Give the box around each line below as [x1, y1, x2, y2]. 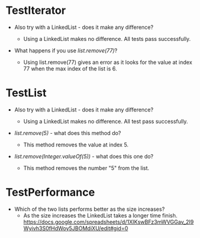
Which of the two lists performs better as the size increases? [14, 205, 165, 213]
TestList [5, 86, 47, 100]
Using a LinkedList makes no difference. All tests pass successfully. [23, 35, 191, 42]
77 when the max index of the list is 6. [23, 64, 118, 72]
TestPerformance [5, 186, 95, 199]
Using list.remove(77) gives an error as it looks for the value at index [23, 58, 193, 66]
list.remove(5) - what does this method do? [14, 129, 121, 136]
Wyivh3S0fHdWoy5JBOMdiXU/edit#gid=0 [23, 224, 129, 232]
